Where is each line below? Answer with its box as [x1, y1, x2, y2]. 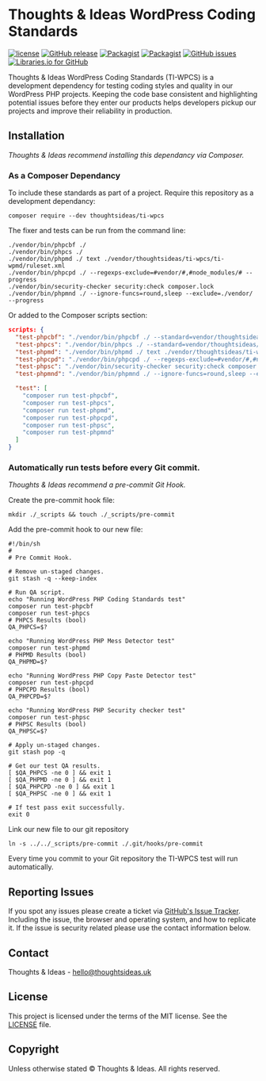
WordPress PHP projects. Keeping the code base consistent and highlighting [8, 89, 258, 98]
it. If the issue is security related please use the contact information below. [8, 923, 251, 933]
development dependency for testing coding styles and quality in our [8, 81, 234, 90]
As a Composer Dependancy [8, 170, 121, 181]
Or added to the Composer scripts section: [8, 311, 148, 320]
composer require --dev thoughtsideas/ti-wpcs [8, 212, 165, 220]
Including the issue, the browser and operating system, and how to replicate [8, 914, 256, 925]
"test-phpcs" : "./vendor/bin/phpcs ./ [15, 340, 144, 348]
